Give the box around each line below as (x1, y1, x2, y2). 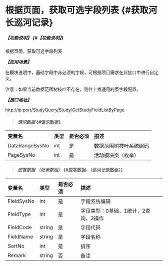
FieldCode (7, 224, 32, 231)
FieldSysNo (7, 198, 35, 205)
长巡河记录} (5, 17, 53, 28)
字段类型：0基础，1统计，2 (80, 207, 146, 214)
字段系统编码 (80, 198, 111, 205)
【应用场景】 (5, 59, 31, 65)
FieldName (7, 233, 33, 240)
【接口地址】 (5, 97, 31, 103)
